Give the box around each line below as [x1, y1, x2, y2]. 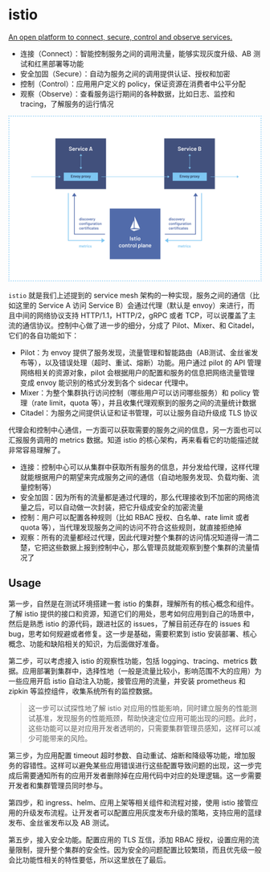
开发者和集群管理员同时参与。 [8, 780, 107, 790]
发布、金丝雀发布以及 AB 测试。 [8, 817, 114, 827]
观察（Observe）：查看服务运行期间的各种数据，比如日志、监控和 [19, 88, 235, 98]
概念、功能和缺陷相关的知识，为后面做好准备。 [8, 639, 163, 649]
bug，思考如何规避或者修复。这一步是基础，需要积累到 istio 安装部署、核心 [8, 628, 257, 638]
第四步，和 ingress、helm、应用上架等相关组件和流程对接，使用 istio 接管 [8, 797, 252, 807]
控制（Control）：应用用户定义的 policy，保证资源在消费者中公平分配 [19, 79, 247, 88]
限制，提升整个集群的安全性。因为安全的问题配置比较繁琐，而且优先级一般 [14, 845, 262, 854]
